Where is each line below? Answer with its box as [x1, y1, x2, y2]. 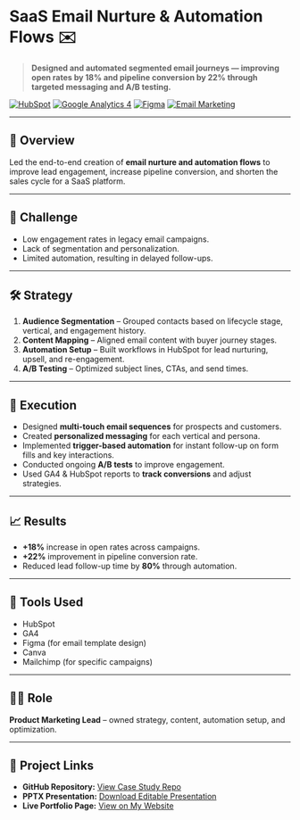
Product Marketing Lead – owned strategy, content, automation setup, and [9, 714, 286, 725]
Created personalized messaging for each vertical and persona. [21, 431, 261, 442]
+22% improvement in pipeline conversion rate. [21, 551, 198, 561]
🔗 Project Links [9, 758, 95, 774]
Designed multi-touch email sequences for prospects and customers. [21, 421, 282, 432]
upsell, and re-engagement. [21, 354, 125, 365]
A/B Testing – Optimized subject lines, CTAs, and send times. [21, 363, 249, 374]
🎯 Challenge [9, 210, 79, 225]
